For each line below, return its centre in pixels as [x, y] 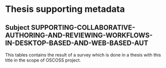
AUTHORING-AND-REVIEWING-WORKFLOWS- [79, 35]
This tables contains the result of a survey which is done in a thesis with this [83, 55]
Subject [17, 28]
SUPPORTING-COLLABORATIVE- [83, 28]
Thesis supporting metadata [65, 9]
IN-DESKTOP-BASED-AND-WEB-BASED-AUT [77, 43]
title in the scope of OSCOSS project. [43, 60]
